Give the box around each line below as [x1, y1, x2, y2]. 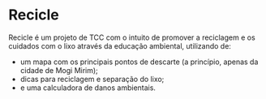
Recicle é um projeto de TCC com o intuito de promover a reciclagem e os [8, 32, 255, 42]
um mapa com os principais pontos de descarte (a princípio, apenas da [19, 57, 259, 67]
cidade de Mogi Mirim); [19, 65, 99, 75]
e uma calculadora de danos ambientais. [19, 83, 157, 93]
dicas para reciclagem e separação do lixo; [19, 74, 165, 84]
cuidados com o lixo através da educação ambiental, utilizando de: [8, 41, 231, 50]
